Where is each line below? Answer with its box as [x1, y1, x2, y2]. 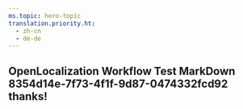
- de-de [15, 34, 42, 43]
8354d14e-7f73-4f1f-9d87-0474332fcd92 [8, 77, 228, 90]
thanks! [8, 90, 48, 103]
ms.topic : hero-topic [8, 11, 82, 20]
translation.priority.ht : [8, 19, 95, 27]
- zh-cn [15, 27, 42, 35]
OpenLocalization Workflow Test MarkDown [8, 64, 236, 78]
